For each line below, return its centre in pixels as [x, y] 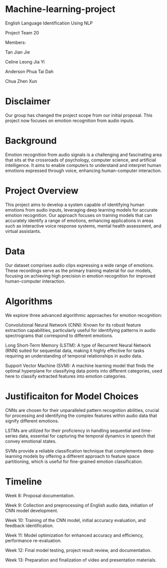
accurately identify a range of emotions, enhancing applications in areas [79, 220]
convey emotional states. [31, 441]
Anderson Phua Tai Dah [29, 71]
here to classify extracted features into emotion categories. [66, 376]
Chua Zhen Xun [21, 81]
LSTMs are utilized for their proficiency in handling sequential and [73, 430]
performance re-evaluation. [33, 540]
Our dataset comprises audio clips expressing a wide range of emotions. [80, 265]
